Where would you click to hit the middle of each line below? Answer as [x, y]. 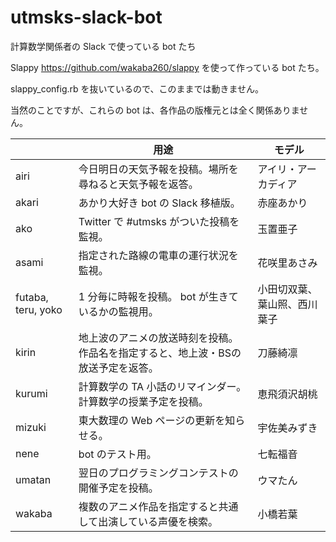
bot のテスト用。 [117, 454]
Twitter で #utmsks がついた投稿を [159, 221]
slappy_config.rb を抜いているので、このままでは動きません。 [137, 88]
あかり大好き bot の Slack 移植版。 [159, 203]
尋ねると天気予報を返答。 [138, 184]
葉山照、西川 [287, 304]
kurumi [31, 393]
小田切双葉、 [287, 289]
